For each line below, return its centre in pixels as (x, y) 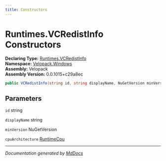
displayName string (24, 120)
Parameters (23, 99)
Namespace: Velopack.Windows (39, 63)
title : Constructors (26, 10)
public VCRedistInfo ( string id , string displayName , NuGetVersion (75, 83)
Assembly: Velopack (27, 69)
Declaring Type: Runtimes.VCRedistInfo (46, 58)
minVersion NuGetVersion (31, 129)
